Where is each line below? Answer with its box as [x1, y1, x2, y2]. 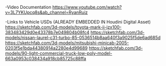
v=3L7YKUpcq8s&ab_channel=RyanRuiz [5, 9, 88, 15]
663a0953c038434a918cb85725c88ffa [5, 56, 87, 61]
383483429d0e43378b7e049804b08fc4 [5, 30, 90, 35]
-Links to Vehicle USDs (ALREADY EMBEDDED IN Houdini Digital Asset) [5, 19, 151, 25]
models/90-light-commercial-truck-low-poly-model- [5, 50, 112, 56]
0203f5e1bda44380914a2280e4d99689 [5, 45, 88, 51]
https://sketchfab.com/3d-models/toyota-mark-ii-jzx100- [5, 24, 122, 30]
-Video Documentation [5, 4, 52, 10]
